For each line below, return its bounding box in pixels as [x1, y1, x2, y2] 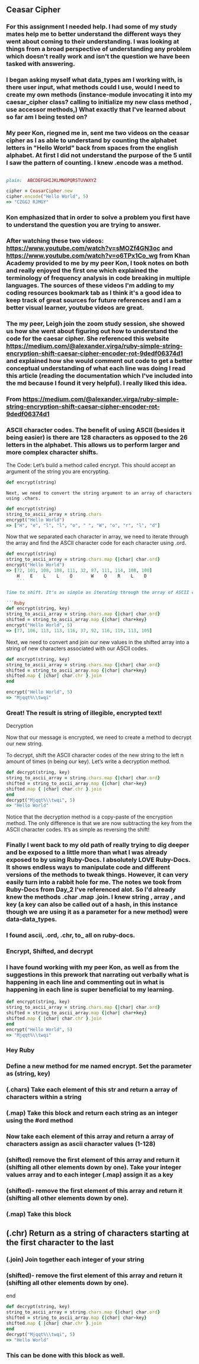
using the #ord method [6, 1117, 73, 1125]
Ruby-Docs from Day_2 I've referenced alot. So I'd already [6, 886, 176, 894]
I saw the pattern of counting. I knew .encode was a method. [6, 159, 184, 167]
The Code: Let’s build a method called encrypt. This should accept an [6, 462, 176, 469]
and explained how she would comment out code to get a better [6, 356, 192, 365]
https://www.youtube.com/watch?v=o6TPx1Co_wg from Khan [6, 251, 191, 259]
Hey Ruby [6, 1046, 35, 1055]
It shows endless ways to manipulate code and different [6, 863, 171, 871]
